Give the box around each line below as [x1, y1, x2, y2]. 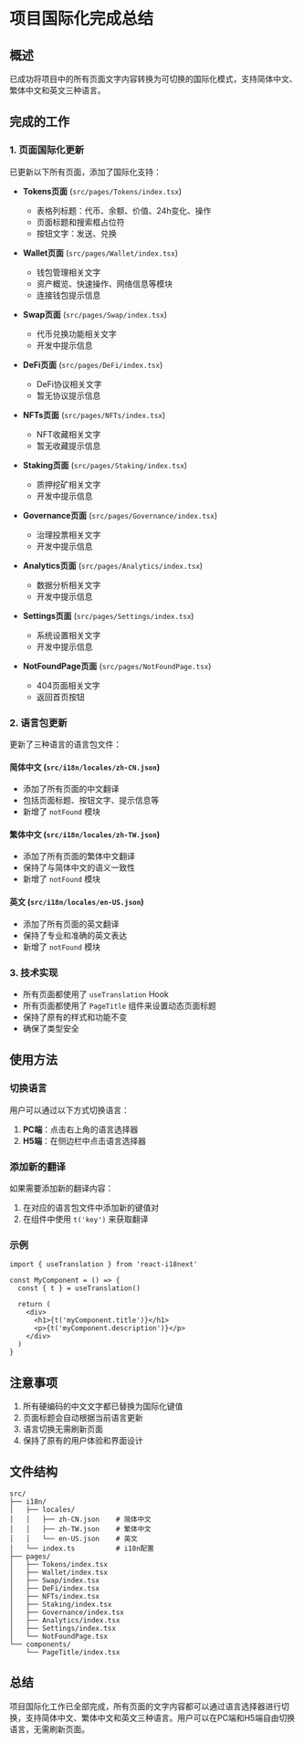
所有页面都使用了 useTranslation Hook [22, 988, 169, 1000]
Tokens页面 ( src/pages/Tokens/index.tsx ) [22, 185, 183, 196]
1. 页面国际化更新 [9, 143, 85, 156]
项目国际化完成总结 [9, 8, 154, 29]
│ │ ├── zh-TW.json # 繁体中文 [9, 1524, 152, 1534]
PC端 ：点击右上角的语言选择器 [22, 1124, 139, 1135]
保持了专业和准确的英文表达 [22, 929, 128, 940]
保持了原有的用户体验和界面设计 [22, 1434, 143, 1445]
